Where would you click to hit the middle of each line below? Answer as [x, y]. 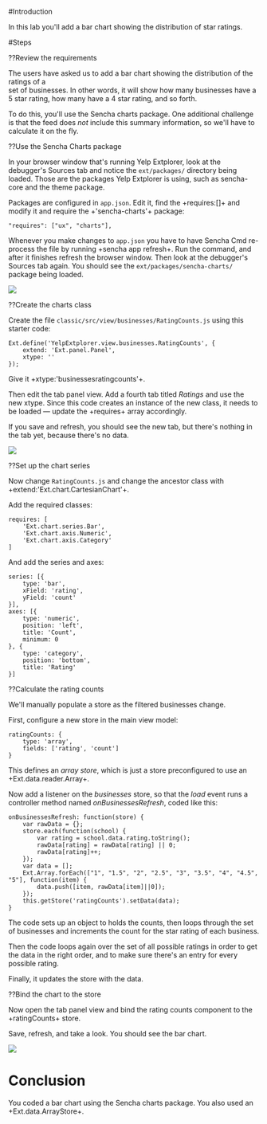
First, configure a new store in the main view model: [93, 720]
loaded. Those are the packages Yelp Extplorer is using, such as [114, 179]
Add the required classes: [51, 505]
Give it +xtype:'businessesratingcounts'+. [77, 379]
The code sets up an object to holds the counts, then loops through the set [131, 922]
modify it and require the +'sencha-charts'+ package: [96, 211]
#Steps [20, 42]
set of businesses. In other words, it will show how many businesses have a [132, 90]
